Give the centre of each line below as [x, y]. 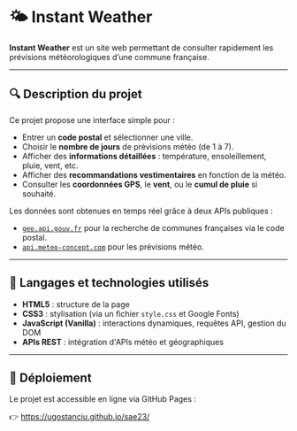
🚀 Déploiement [50, 377]
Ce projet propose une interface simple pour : [92, 119]
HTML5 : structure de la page [76, 304]
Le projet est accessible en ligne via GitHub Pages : [103, 399]
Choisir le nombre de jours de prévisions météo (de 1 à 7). [128, 146]
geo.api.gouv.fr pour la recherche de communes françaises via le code [153, 227]
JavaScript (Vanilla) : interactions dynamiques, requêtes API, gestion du [154, 323]
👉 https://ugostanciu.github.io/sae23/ [80, 417]
